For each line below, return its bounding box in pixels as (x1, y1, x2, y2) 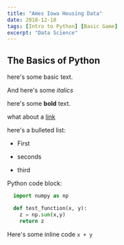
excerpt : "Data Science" (7, 29, 78, 36)
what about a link (7, 113, 56, 121)
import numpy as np (13, 193, 69, 200)
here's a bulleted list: (7, 126, 66, 135)
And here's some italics (7, 86, 74, 95)
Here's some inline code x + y (7, 230, 92, 238)
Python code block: (7, 179, 62, 187)
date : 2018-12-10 (7, 16, 57, 23)
